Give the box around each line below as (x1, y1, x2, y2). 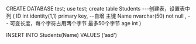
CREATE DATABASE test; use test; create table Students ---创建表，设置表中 (6, 5, 190, 12)
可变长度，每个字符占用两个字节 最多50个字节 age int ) (9, 20, 142, 26)
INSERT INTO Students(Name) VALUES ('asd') (6, 32, 118, 38)
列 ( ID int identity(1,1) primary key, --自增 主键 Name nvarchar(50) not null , (6, 12, 187, 19)
